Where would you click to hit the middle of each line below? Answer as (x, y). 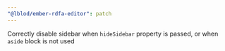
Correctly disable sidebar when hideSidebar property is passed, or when (113, 34)
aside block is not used (41, 41)
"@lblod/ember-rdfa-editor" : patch (60, 14)
